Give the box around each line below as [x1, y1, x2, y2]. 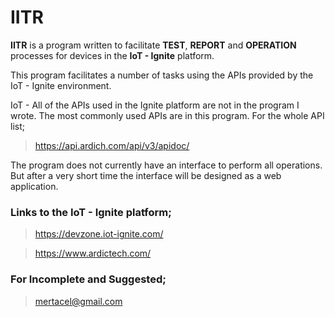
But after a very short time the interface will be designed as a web [10, 169, 282, 181]
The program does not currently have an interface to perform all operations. [10, 159, 323, 171]
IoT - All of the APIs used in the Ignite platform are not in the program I [10, 99, 300, 111]
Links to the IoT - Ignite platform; [10, 205, 172, 219]
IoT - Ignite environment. [10, 79, 112, 91]
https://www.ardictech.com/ [34, 247, 152, 260]
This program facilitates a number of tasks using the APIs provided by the [10, 69, 314, 81]
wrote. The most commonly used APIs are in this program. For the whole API [10, 109, 325, 121]
